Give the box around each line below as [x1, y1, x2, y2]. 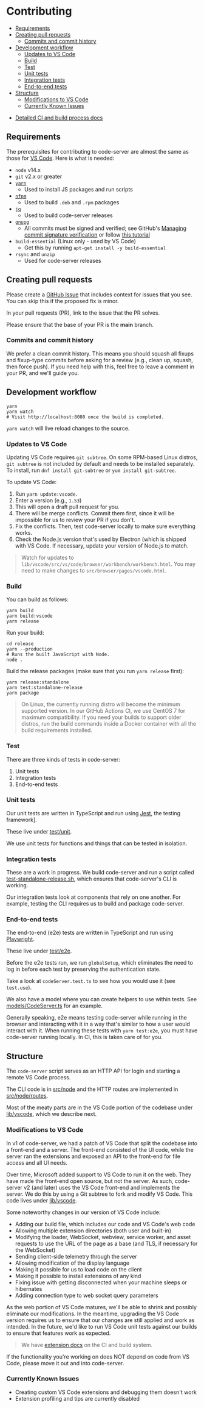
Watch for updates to [21, 554, 74, 561]
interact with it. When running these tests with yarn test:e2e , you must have [6, 1027, 198, 1034]
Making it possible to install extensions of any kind [15, 1272, 141, 1279]
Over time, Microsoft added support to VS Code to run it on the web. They [6, 1171, 192, 1178]
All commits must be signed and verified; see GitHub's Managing [24, 224, 187, 232]
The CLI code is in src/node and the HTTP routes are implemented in [6, 1085, 178, 1093]
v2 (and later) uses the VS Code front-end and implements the [24, 1184, 180, 1191]
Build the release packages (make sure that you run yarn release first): [6, 668, 184, 675]
